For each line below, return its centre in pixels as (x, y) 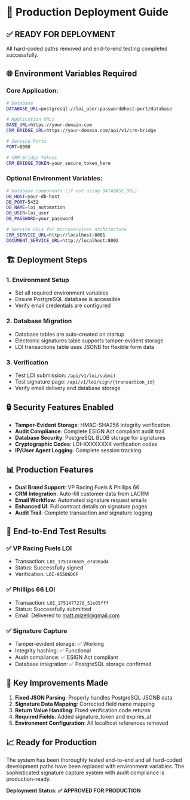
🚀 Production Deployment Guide (88, 12)
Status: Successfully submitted (53, 609)
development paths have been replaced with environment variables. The (95, 766)
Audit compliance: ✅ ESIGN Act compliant (66, 657)
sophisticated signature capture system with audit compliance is (85, 773)
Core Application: (32, 91)
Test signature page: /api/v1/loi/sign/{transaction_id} (85, 382)
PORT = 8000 (19, 147)
